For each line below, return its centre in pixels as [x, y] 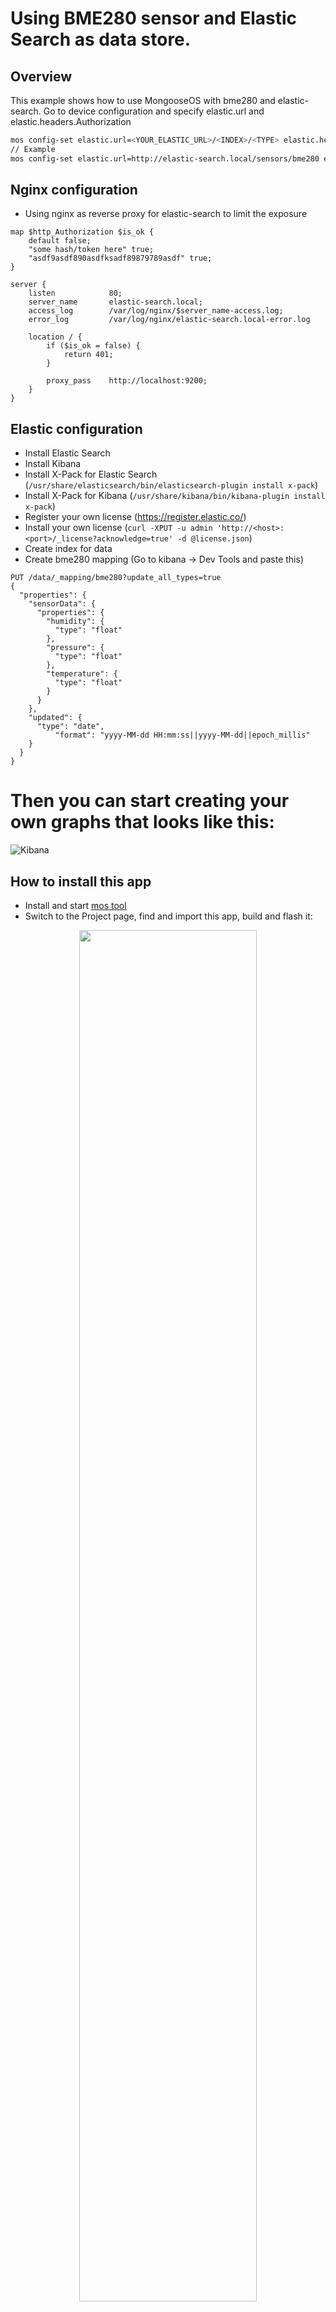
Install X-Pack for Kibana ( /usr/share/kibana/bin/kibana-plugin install [175, 496]
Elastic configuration [76, 428]
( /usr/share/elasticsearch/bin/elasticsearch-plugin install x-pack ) [171, 485]
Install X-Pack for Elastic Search [91, 474]
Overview [41, 76]
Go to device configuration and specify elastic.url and [154, 111]
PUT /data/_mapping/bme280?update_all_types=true [116, 578]
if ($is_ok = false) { [93, 346]
